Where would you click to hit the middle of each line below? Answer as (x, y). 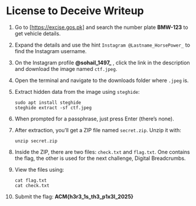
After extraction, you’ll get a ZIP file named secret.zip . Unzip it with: (98, 130)
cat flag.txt (31, 180)
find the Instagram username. (50, 51)
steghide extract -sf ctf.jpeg (53, 107)
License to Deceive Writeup (75, 11)
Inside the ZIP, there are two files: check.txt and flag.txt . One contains (102, 152)
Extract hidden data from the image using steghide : (77, 91)
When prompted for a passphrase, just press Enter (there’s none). (94, 119)
